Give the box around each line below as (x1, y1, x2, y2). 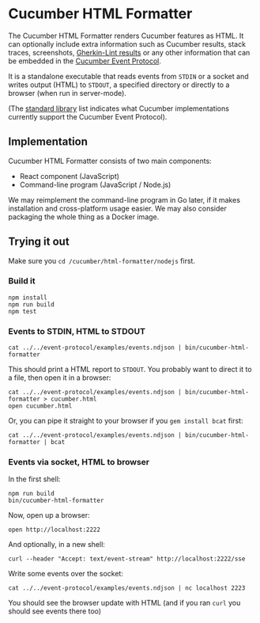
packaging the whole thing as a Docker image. (8, 211, 160, 222)
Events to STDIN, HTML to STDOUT (8, 325, 146, 336)
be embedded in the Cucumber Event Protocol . (8, 56, 162, 66)
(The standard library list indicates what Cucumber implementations (8, 104, 229, 113)
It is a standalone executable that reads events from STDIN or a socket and (8, 71, 249, 81)
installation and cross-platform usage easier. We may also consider (8, 203, 228, 213)
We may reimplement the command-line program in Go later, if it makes (8, 195, 241, 204)
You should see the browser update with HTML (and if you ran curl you (8, 598, 241, 608)
